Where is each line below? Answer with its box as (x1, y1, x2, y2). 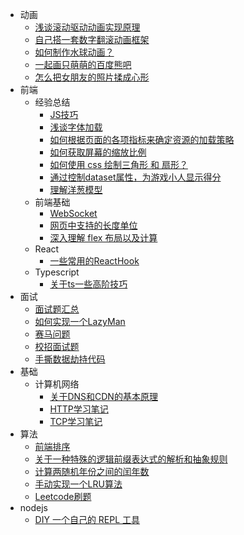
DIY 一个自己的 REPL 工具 (34, 514, 141, 525)
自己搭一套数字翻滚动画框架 (34, 34, 150, 45)
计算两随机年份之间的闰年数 (34, 466, 150, 477)
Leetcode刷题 (34, 491, 92, 502)
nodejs (19, 502, 48, 513)
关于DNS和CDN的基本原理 (49, 391, 158, 402)
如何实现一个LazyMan (34, 316, 126, 327)
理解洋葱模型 (49, 184, 103, 195)
